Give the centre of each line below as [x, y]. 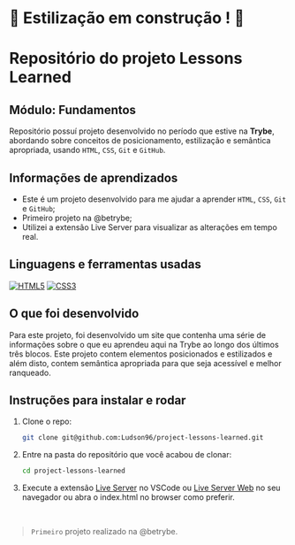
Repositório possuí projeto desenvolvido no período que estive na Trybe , [142, 131]
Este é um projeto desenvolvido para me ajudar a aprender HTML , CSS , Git [154, 199]
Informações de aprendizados [94, 177]
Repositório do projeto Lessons [126, 59]
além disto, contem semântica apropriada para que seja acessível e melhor [146, 363]
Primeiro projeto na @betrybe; [77, 218]
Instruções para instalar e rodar [98, 400]
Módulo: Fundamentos [73, 110]
